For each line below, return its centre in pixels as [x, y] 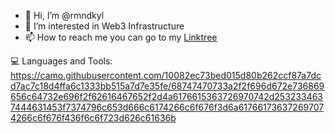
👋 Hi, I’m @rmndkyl [64, 15]
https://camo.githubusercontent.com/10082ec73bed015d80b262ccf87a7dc [166, 75]
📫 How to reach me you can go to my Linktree [121, 37]
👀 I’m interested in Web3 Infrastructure [104, 26]
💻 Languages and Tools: [61, 61]
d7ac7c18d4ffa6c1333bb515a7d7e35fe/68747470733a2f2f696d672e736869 [167, 86]
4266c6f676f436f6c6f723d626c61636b [93, 118]
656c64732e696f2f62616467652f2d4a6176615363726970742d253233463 [167, 96]
